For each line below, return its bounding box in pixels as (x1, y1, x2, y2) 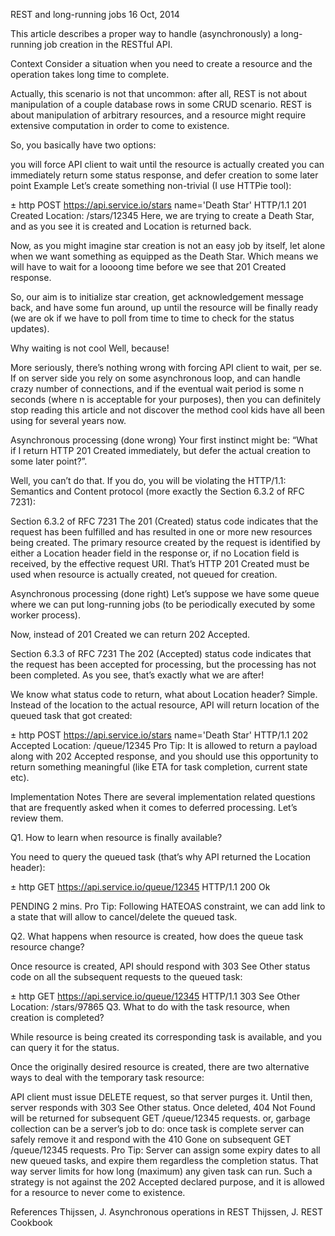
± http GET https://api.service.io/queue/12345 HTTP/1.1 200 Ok (10, 881, 271, 893)
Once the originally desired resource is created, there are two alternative (10, 1061, 310, 1073)
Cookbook (10, 1217, 53, 1228)
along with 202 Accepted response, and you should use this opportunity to (10, 750, 319, 762)
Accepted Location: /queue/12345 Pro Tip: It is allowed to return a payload (10, 740, 318, 751)
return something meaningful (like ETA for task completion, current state (10, 761, 308, 773)
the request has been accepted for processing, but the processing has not (10, 659, 317, 670)
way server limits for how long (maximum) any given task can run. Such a (10, 1165, 313, 1177)
